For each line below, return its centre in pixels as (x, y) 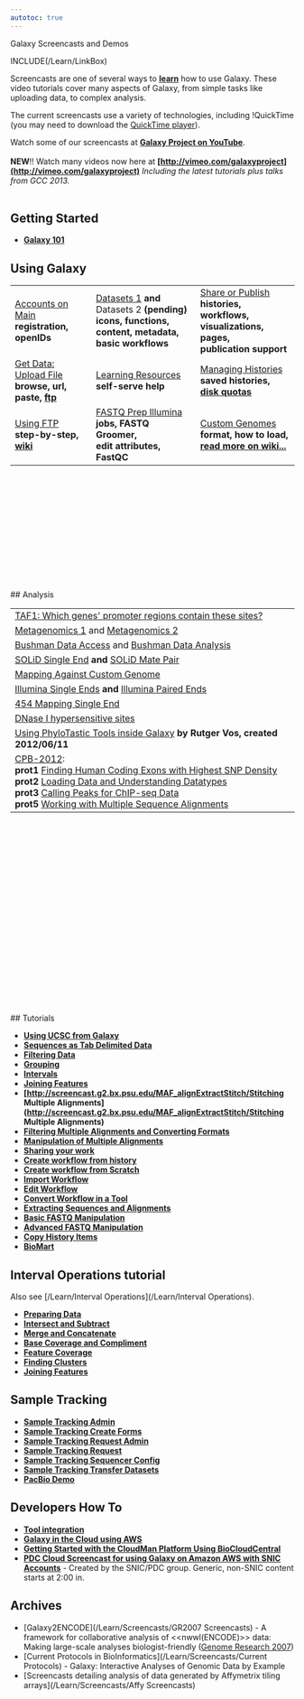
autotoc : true (37, 18)
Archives (36, 1606)
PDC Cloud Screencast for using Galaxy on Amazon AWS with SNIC (152, 1558)
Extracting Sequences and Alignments (97, 1208)
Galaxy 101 (44, 240)
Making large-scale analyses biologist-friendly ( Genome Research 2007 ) (158, 1647)
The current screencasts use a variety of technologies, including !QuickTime (152, 115)
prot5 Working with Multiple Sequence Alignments (122, 804)
